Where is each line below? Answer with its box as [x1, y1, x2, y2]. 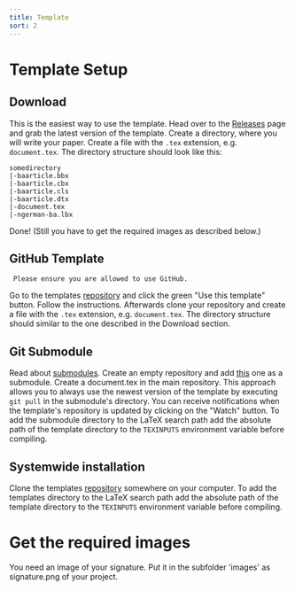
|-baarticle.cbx [9, 179, 69, 188]
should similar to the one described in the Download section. [9, 318, 230, 329]
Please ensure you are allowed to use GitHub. [12, 275, 189, 284]
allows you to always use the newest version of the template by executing [9, 386, 278, 397]
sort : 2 [9, 21, 38, 30]
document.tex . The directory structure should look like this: [9, 146, 223, 157]
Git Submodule [9, 344, 93, 359]
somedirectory [9, 163, 62, 173]
